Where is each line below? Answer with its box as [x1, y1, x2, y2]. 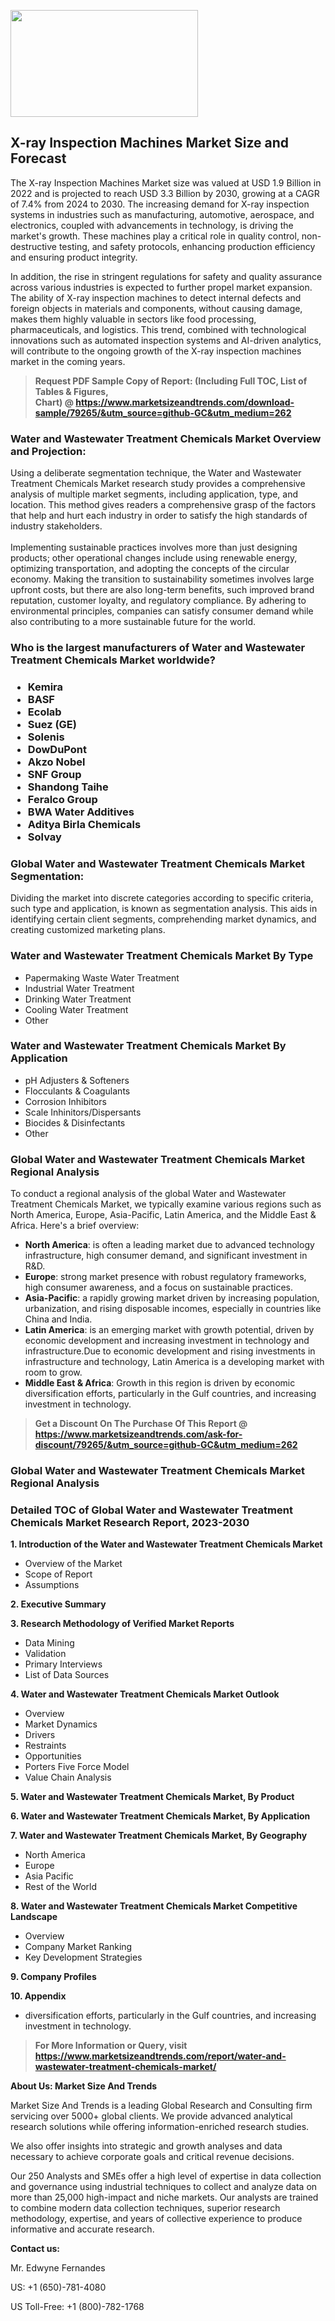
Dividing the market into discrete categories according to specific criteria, [10, 892, 314, 904]
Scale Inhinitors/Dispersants [24, 1106, 142, 1118]
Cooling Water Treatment [24, 1003, 129, 1015]
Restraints [24, 1740, 67, 1752]
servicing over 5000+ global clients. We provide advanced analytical [10, 2110, 293, 2122]
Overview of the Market [24, 1558, 123, 1570]
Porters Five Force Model [24, 1761, 130, 1773]
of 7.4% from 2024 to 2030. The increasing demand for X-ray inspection [10, 198, 310, 210]
